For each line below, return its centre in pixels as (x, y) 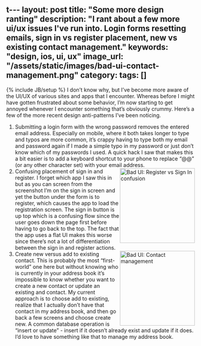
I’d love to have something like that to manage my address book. (94, 336)
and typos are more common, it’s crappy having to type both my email (101, 139)
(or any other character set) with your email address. (80, 165)
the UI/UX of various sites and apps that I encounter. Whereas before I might (100, 96)
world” (23, 266)
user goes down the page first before (61, 222)
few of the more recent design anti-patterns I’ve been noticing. (84, 115)
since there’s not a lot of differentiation (62, 241)
